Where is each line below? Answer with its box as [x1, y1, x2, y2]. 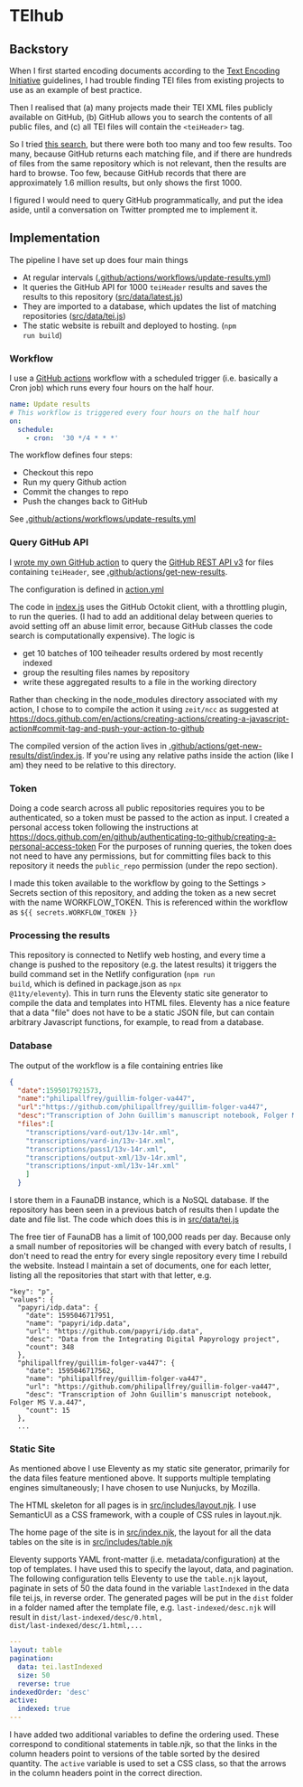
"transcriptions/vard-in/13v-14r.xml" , [25, 1136, 176, 1145]
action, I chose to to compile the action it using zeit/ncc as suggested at [9, 703, 280, 714]
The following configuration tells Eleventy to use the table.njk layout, [9, 1574, 268, 1585]
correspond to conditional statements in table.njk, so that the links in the [9, 1739, 278, 1750]
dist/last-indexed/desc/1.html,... [9, 1622, 143, 1631]
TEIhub [9, 5, 65, 26]
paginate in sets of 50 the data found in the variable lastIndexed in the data [9, 1583, 289, 1594]
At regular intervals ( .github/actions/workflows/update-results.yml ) [22, 272, 271, 283]
